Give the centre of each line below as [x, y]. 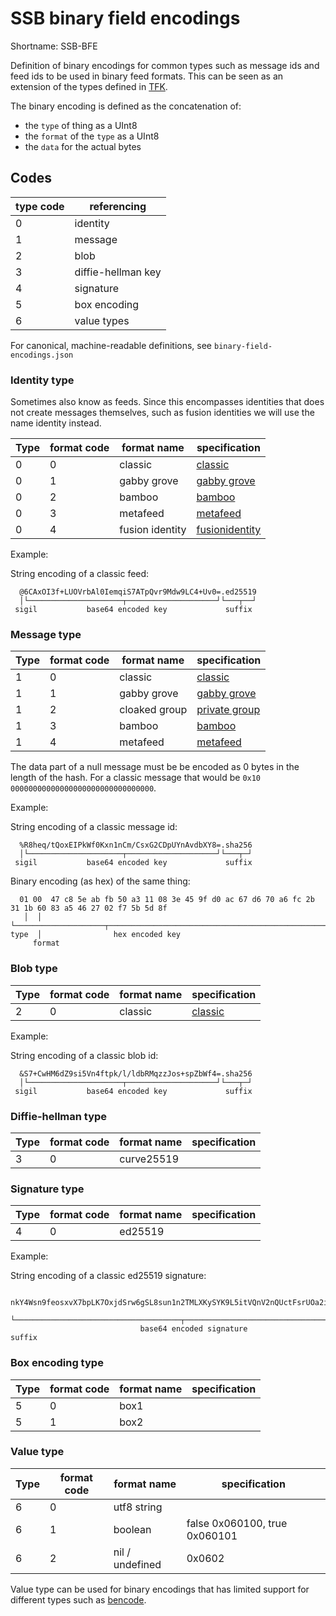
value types [102, 320]
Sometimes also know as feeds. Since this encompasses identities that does [167, 402]
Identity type [42, 380]
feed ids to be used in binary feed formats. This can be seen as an [147, 76]
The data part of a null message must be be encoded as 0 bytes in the [155, 767]
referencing [118, 206]
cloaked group [153, 710]
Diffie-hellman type [59, 1116]
